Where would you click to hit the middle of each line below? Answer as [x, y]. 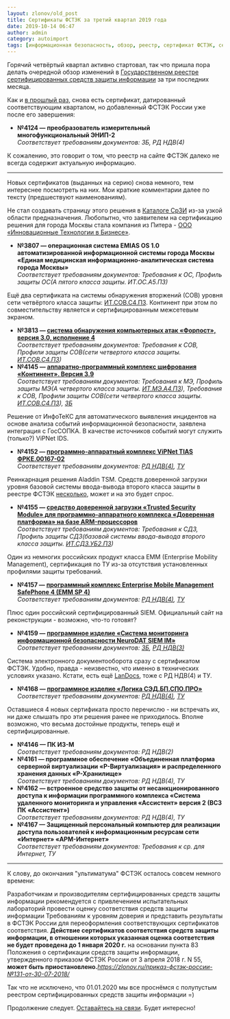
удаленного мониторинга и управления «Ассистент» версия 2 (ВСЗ [119, 803]
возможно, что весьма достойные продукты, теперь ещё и [93, 724]
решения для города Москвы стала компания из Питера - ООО [100, 225]
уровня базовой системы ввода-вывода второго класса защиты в [104, 487]
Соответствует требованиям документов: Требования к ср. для [111, 846]
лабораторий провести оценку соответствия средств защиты [98, 908]
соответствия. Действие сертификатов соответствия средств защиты [113, 930]
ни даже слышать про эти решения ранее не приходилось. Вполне [105, 716]
